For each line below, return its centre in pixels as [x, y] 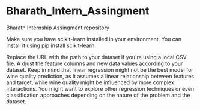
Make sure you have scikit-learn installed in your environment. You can [94, 39]
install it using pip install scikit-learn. [51, 45]
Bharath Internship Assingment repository [58, 27]
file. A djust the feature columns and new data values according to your [95, 63]
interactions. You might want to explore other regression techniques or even [100, 88]
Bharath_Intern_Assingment [78, 11]
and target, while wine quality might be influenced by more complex [90, 82]
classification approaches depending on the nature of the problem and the [98, 95]
